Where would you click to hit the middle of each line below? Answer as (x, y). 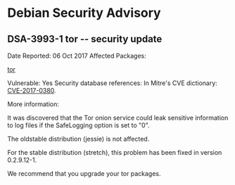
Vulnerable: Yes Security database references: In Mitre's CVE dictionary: (113, 83)
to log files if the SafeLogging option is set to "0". (78, 125)
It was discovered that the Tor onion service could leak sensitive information (118, 118)
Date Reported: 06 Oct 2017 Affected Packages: (77, 56)
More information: (33, 104)
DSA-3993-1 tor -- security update (85, 39)
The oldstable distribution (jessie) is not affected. (78, 139)
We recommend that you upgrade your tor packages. (84, 173)
